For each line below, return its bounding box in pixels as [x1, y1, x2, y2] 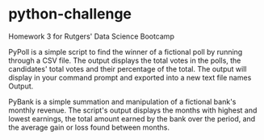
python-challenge [8, 5, 132, 23]
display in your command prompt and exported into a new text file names [8, 72, 252, 82]
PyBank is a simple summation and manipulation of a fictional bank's [8, 97, 237, 106]
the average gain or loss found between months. [8, 122, 170, 132]
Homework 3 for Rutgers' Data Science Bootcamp [8, 31, 175, 41]
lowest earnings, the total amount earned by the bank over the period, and [8, 113, 256, 123]
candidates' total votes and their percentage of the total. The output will [8, 64, 247, 73]
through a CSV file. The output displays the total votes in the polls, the [8, 56, 241, 65]
